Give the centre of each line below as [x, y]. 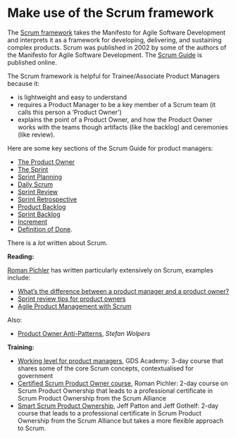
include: [19, 277]
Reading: [21, 256]
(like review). [36, 134]
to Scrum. [32, 428]
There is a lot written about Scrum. [57, 243]
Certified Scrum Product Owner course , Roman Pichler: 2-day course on [123, 383]
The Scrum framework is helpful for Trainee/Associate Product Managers [114, 76]
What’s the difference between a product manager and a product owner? [123, 291]
